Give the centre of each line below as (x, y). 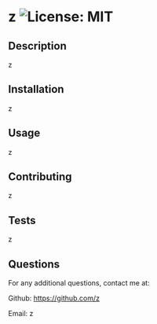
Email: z (21, 314)
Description (37, 46)
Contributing (40, 177)
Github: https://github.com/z (54, 298)
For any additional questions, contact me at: (79, 283)
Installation (36, 89)
